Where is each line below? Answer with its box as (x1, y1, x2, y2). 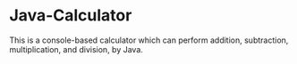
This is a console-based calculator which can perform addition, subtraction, (9, 35, 289, 45)
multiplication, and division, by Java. (9, 44, 143, 54)
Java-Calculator (9, 5, 132, 26)
